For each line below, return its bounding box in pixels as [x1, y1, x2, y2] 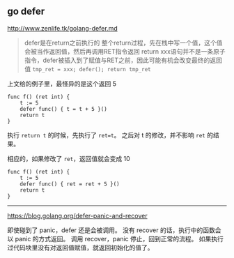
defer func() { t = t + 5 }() [19, 105, 108, 112]
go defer [7, 6, 45, 17]
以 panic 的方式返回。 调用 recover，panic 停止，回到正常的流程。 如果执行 [7, 234, 224, 243]
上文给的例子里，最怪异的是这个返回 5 [7, 79, 117, 88]
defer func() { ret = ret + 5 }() [19, 181, 120, 188]
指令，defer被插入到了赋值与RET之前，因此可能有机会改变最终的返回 [24, 56, 223, 64]
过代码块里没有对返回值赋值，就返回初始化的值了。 [7, 243, 154, 252]
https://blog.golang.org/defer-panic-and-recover [7, 211, 148, 220]
